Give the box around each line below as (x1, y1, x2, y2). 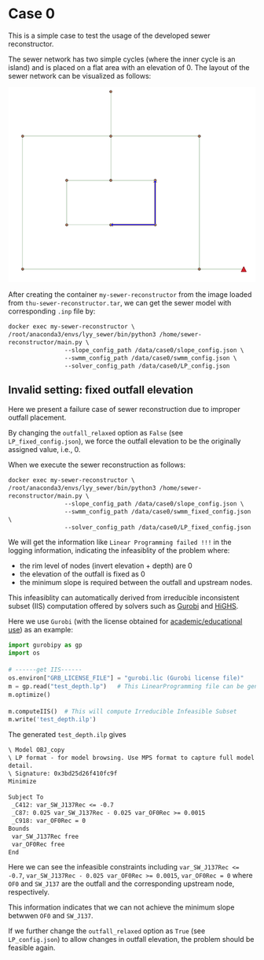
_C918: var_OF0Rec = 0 (11, 817, 86, 825)
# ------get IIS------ (8, 666, 82, 674)
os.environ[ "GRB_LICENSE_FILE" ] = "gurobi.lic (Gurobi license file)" (8, 674, 244, 682)
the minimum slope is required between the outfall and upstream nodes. (19, 577, 253, 587)
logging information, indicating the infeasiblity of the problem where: (8, 545, 230, 555)
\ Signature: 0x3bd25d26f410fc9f (8, 769, 118, 778)
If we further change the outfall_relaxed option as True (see (8, 926, 206, 936)
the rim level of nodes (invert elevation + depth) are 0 (19, 561, 192, 570)
